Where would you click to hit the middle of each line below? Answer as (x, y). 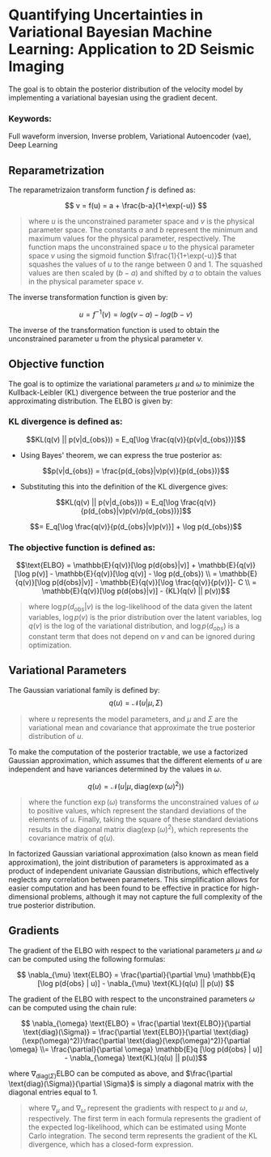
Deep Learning (33, 145)
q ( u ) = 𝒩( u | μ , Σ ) (136, 702)
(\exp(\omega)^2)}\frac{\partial (73, 1040)
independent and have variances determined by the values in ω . (115, 769)
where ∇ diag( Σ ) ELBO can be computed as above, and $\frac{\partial (121, 1074)
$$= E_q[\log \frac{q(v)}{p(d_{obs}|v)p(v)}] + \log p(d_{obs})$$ (136, 526)
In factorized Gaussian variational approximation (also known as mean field (133, 853)
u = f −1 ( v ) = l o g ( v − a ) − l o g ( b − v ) (136, 314)
